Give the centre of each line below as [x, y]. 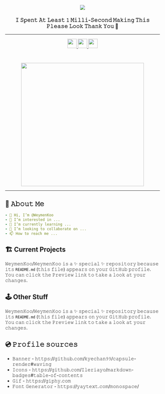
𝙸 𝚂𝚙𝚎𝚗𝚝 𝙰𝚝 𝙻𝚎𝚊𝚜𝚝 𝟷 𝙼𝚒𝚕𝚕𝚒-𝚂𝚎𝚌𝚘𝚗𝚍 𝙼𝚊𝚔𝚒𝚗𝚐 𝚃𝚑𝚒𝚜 [82, 20]
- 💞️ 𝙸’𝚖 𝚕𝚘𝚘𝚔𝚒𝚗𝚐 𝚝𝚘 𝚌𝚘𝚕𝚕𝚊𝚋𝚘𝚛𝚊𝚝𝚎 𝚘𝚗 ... [46, 229]
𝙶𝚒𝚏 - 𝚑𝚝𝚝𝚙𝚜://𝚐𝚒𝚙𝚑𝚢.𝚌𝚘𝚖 [41, 381]
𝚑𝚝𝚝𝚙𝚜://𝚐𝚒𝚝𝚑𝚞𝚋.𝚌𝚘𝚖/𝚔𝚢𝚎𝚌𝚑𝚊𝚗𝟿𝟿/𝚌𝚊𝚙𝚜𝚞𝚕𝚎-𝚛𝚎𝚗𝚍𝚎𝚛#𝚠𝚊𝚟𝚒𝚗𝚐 [86, 358]
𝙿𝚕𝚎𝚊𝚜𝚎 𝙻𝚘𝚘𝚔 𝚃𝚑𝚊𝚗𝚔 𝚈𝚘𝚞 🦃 [82, 26]
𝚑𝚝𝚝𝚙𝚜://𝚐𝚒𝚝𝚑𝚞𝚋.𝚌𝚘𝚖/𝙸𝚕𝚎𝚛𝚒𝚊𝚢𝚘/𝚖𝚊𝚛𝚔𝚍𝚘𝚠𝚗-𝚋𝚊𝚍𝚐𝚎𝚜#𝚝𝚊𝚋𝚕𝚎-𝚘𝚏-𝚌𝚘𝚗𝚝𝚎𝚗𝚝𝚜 [83, 369]
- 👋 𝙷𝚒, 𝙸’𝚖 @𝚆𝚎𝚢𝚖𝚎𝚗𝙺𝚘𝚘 [29, 215]
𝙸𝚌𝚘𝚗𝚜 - [21, 369]
